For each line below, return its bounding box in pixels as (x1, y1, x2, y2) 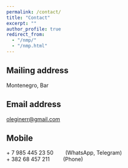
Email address (6, 99, 62, 110)
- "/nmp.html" (12, 43, 48, 49)
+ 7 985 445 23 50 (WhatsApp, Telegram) (6, 149, 123, 156)
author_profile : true (6, 26, 62, 32)
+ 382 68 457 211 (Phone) (6, 156, 84, 163)
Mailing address (6, 65, 69, 76)
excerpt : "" (6, 20, 37, 26)
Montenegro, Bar (6, 82, 49, 89)
